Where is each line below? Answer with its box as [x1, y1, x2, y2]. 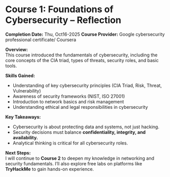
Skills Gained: [5, 72, 35, 78]
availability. [12, 134, 38, 140]
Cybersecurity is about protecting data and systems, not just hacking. [12, 124, 160, 130]
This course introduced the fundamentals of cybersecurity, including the [5, 52, 158, 58]
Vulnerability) [12, 87, 41, 94]
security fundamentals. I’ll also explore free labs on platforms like [5, 160, 142, 166]
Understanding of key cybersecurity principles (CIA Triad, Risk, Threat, [12, 82, 162, 88]
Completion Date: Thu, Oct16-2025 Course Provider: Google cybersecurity [5, 31, 165, 37]
